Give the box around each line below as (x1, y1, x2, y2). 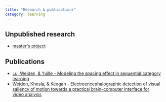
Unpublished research (5, 30, 75, 38)
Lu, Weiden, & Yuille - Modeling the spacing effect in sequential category (12, 70, 161, 76)
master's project (12, 43, 46, 49)
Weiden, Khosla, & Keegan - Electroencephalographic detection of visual (12, 81, 161, 87)
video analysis (12, 92, 42, 98)
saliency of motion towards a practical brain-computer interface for (12, 86, 150, 92)
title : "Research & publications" (5, 7, 77, 12)
